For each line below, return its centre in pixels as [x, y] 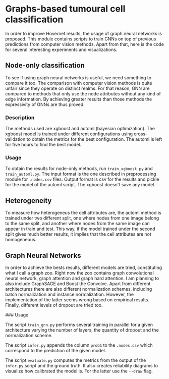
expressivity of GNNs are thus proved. [45, 104]
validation [15, 139]
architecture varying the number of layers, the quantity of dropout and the [82, 330]
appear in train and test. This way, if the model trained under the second [80, 229]
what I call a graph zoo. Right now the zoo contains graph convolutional [79, 273]
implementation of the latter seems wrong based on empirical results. [77, 300]
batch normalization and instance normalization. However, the [70, 294]
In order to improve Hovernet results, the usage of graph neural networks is [84, 33]
